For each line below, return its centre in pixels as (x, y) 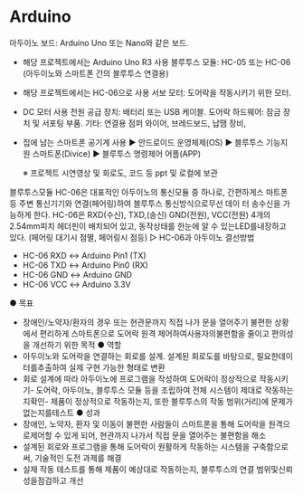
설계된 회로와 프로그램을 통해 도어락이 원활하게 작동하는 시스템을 (136, 446)
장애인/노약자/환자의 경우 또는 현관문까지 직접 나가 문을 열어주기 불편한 (147, 322)
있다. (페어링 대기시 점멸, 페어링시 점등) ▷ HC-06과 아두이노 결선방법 (132, 237)
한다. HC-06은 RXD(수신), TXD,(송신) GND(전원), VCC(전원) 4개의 (152, 214)
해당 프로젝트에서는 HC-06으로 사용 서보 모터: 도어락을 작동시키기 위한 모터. (157, 92)
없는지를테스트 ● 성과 (62, 413)
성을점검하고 (45, 480)
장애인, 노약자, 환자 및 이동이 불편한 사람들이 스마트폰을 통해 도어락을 (144, 423)
